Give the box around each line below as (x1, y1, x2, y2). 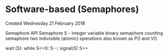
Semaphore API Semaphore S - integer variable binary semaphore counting (5, 30, 163, 36)
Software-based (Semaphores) (5, 4, 139, 15)
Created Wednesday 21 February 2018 (5, 20, 85, 26)
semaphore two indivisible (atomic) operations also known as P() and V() (5, 35, 157, 41)
